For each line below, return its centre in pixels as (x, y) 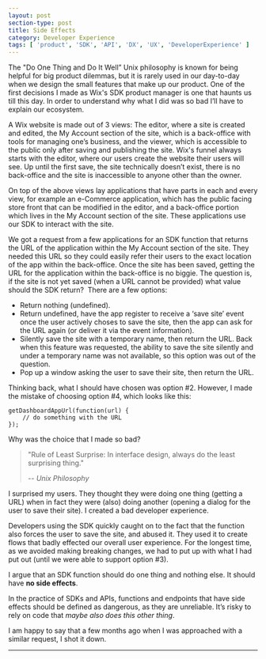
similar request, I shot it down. (57, 639)
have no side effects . (43, 583)
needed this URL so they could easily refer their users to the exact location (130, 256)
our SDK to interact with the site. (61, 224)
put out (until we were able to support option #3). (88, 559)
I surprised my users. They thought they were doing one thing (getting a (125, 494)
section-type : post (40, 23)
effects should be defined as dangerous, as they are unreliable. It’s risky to (130, 607)
